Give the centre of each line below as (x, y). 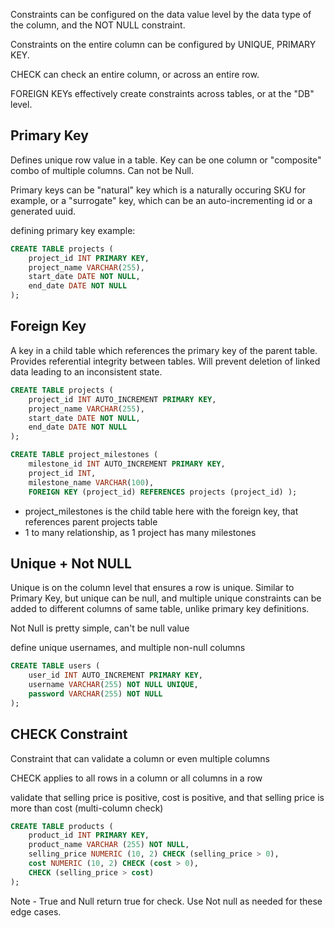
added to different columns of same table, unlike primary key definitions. (160, 609)
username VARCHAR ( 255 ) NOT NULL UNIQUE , (113, 685)
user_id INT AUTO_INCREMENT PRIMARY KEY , (115, 675)
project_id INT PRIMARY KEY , (89, 258)
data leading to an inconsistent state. (86, 371)
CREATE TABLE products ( (62, 826)
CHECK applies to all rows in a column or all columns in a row (136, 778)
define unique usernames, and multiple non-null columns (128, 648)
